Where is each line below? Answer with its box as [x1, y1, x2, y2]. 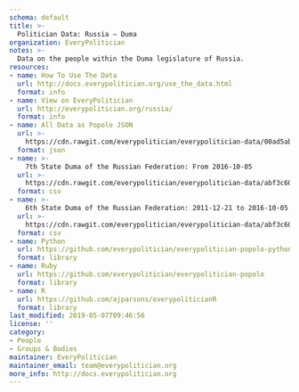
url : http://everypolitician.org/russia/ [17, 104, 174, 113]
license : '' [9, 320, 53, 329]
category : [9, 328, 46, 337]
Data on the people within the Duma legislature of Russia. [17, 54, 245, 63]
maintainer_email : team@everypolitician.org [9, 361, 177, 370]
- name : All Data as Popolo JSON [9, 121, 133, 130]
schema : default [9, 12, 69, 22]
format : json [17, 145, 66, 154]
